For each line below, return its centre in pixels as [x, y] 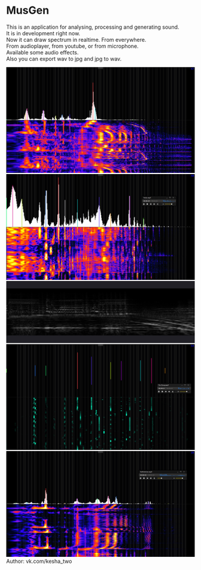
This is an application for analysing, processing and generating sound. [93, 27]
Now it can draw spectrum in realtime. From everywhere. [76, 39]
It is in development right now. [43, 33]
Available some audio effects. [42, 52]
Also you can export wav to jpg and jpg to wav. [64, 59]
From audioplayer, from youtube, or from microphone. [72, 46]
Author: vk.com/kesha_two [39, 561]
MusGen [28, 10]
